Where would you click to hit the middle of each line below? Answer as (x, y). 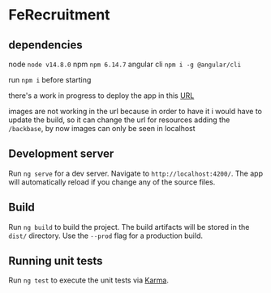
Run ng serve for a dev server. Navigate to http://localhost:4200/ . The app (136, 173)
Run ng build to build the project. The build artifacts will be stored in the (129, 227)
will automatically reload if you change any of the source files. (112, 182)
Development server (61, 154)
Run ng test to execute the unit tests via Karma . (88, 280)
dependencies (45, 45)
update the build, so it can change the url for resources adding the (119, 120)
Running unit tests (56, 261)
